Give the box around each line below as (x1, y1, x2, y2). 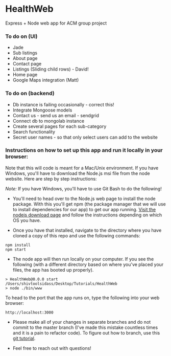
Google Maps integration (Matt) (12, 77, 79, 83)
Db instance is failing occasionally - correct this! (12, 101, 114, 107)
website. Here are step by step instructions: (5, 175, 97, 182)
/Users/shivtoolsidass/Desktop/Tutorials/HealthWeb (5, 281, 117, 286)
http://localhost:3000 (5, 310, 54, 315)
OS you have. (12, 217, 41, 223)
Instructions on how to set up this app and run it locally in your (5, 147, 163, 154)
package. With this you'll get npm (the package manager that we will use (12, 201, 166, 207)
